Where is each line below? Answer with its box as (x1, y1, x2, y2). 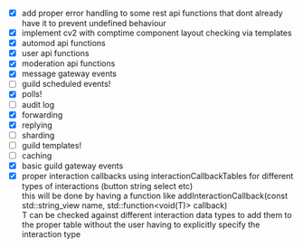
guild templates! (21, 139, 82, 150)
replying (21, 119, 53, 130)
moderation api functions (21, 58, 116, 69)
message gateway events (21, 68, 118, 80)
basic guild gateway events (21, 160, 124, 171)
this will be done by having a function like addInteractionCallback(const (21, 190, 289, 201)
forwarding (21, 109, 63, 120)
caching (21, 149, 52, 161)
